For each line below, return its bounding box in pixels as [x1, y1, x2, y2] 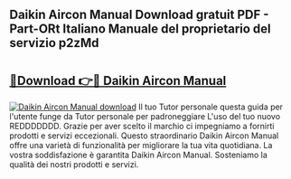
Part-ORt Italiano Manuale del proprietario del [9, 22, 271, 37]
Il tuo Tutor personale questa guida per [138, 101, 283, 112]
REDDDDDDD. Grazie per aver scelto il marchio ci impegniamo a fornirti [9, 121, 275, 131]
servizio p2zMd [9, 35, 99, 51]
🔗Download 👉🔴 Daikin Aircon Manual [9, 72, 227, 89]
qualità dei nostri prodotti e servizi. [9, 159, 139, 170]
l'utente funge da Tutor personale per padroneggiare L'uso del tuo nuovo [9, 111, 281, 121]
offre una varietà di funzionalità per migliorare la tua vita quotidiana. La [9, 140, 273, 150]
